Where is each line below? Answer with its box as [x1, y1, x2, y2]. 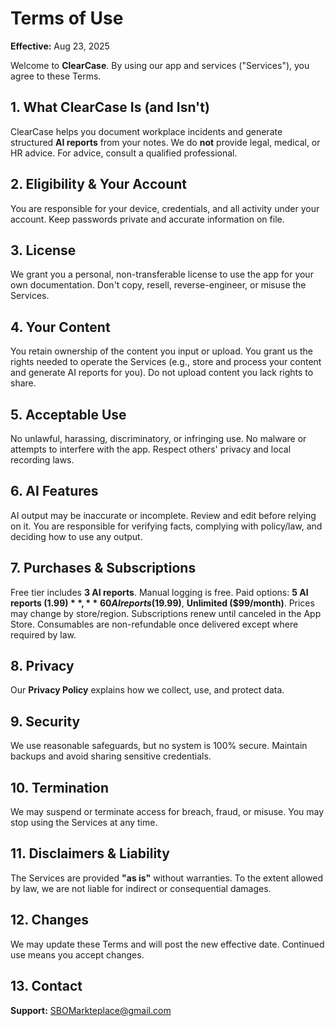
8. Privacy [10, 658, 75, 675]
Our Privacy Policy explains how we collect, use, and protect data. [10, 684, 285, 696]
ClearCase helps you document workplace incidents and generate [10, 125, 283, 137]
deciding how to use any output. [10, 530, 143, 542]
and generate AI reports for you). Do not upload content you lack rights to [10, 367, 314, 379]
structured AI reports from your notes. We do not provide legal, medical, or [10, 136, 321, 148]
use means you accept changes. [10, 948, 145, 961]
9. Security [10, 713, 81, 730]
